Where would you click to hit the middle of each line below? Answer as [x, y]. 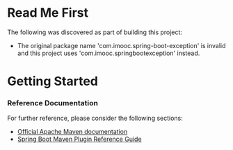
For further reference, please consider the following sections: [95, 118]
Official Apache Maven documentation [72, 132]
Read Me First [48, 13]
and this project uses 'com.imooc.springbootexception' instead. [109, 53]
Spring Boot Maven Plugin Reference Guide [79, 139]
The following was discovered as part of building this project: [95, 32]
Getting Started [53, 81]
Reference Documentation [53, 103]
